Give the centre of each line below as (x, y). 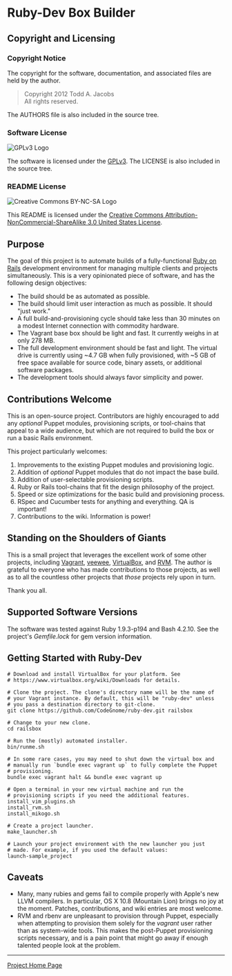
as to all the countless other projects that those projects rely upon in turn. (112, 577)
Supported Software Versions (72, 612)
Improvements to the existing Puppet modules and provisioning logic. (116, 465)
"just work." (34, 311)
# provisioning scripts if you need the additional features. (98, 795)
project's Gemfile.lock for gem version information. (79, 636)
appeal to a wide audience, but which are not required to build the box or (111, 430)
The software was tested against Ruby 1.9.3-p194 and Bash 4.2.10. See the (113, 629)
